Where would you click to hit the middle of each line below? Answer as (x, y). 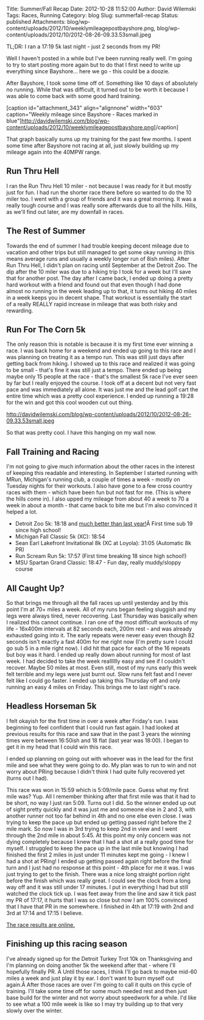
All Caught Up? (36, 588)
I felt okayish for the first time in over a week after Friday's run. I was (92, 721)
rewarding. (20, 310)
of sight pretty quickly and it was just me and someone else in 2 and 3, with (101, 809)
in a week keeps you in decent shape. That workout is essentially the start (99, 298)
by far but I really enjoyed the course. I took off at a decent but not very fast (101, 383)
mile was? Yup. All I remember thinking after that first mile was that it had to (101, 796)
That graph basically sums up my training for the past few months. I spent (99, 139)
